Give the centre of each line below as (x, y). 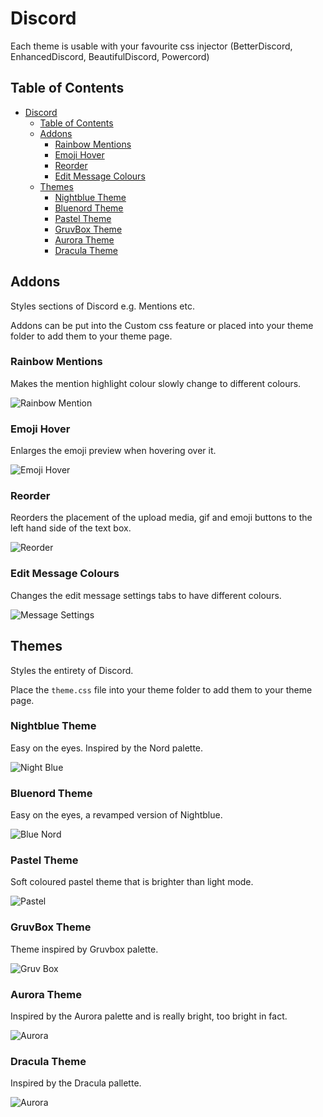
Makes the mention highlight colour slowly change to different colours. (156, 383)
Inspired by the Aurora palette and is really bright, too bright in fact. (149, 1016)
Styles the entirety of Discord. (72, 670)
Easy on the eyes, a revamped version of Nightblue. (116, 815)
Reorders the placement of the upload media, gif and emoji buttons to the (161, 518)
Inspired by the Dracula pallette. (76, 1083)
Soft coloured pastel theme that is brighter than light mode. (132, 882)
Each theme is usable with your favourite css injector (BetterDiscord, (151, 46)
